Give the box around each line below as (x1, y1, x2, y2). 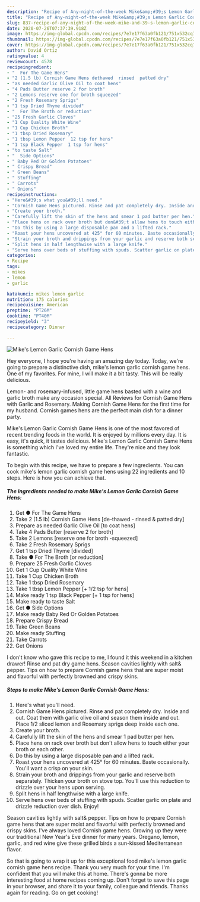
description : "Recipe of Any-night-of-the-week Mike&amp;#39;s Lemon (7, 8, 183, 15)
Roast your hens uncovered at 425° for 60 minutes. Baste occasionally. (15, 758, 189, 766)
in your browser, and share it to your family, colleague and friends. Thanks (7, 882, 189, 889)
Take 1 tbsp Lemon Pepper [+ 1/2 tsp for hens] (15, 585, 129, 592)
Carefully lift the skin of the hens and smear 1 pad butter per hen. (15, 733, 174, 740)
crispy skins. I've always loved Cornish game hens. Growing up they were (7, 826, 187, 834)
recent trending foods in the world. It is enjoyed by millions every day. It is (7, 431, 187, 438)
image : (7, 31, 23, 37)
